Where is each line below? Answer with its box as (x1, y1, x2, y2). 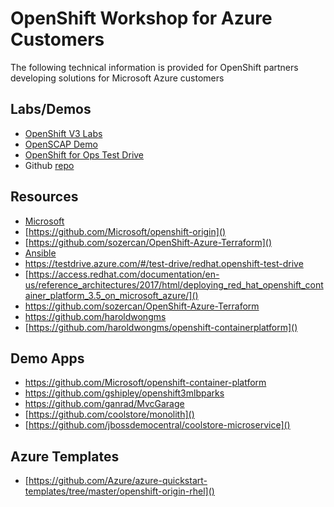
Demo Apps (10, 350, 85, 367)
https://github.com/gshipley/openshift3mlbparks (24, 387, 225, 399)
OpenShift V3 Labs (24, 127, 103, 139)
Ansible (24, 247, 57, 259)
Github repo (24, 159, 75, 171)
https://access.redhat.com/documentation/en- (28, 268, 220, 280)
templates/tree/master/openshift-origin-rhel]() (24, 485, 215, 497)
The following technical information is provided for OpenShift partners (10, 61, 299, 73)
